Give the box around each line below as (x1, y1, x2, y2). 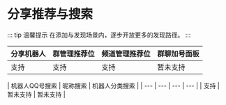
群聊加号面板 (157, 49, 200, 58)
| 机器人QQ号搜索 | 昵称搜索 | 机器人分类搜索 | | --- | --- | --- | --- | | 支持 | (7, 81, 220, 90)
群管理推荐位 (52, 49, 96, 58)
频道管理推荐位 (101, 49, 151, 58)
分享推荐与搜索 (7, 6, 93, 22)
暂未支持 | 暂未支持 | (7, 90, 66, 98)
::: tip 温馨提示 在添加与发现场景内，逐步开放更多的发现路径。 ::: (7, 31, 191, 39)
